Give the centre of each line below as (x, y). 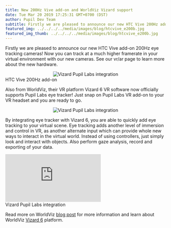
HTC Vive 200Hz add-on (31, 80)
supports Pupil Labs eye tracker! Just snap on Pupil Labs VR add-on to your (85, 95)
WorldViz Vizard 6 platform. (34, 220)
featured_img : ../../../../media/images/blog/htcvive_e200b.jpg (75, 29)
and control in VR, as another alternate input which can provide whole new (83, 131)
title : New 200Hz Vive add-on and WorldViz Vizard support (69, 10)
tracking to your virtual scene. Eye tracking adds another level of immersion (85, 125)
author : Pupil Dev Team (31, 19)
